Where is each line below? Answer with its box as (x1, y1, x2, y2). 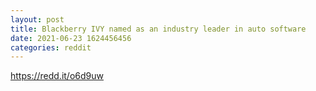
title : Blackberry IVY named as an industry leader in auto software (10, 24, 307, 34)
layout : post (10, 14, 65, 25)
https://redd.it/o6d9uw (10, 70, 104, 82)
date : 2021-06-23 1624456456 (10, 33, 132, 43)
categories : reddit (10, 42, 92, 53)
